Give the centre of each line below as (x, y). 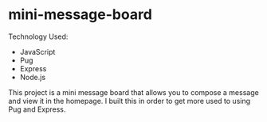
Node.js (33, 77)
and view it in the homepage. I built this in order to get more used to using (130, 101)
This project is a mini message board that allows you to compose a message (133, 92)
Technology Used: (38, 36)
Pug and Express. (37, 109)
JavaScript (37, 51)
